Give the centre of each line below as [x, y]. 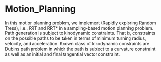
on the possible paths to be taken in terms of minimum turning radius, [76, 38]
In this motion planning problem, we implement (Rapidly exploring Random [80, 23]
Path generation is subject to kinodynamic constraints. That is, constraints [80, 33]
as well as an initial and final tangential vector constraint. [63, 54]
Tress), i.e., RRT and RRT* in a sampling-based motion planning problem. [79, 28]
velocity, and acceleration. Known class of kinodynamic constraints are [77, 43]
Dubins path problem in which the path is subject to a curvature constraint [80, 49]
